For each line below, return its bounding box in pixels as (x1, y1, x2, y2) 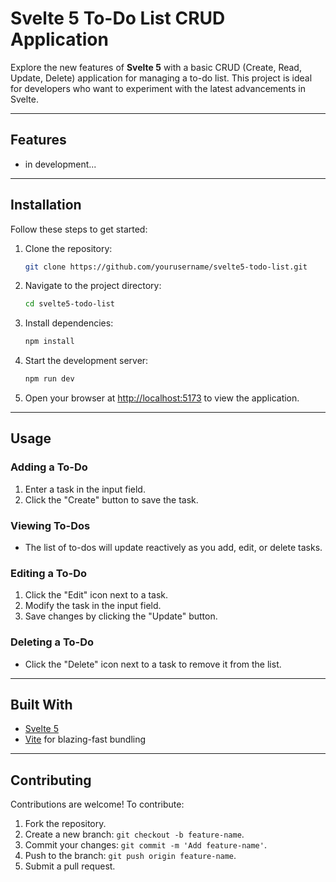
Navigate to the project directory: (24, 280, 162, 292)
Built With (10, 697, 73, 714)
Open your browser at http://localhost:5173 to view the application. (24, 392, 300, 404)
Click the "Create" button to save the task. (24, 493, 199, 506)
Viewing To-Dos (10, 518, 91, 532)
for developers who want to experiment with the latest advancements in (10, 82, 306, 94)
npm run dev (24, 374, 75, 384)
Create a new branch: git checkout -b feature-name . (24, 828, 245, 841)
